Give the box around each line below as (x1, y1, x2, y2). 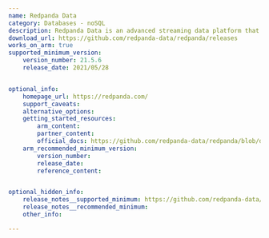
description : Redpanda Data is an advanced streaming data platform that (8, 26, 260, 34)
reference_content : (37, 167, 102, 175)
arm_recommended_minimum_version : (22, 145, 138, 153)
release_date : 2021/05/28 (22, 64, 110, 72)
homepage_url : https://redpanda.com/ (22, 93, 149, 101)
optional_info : (8, 85, 59, 93)
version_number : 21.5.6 (22, 57, 102, 65)
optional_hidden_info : (8, 188, 84, 196)
